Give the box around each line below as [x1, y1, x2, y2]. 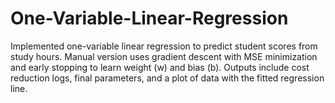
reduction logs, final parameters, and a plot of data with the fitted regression [10, 72, 325, 84]
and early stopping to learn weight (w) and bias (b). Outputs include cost [10, 61, 310, 73]
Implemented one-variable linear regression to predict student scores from [10, 40, 318, 52]
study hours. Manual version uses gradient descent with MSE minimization [10, 50, 318, 62]
